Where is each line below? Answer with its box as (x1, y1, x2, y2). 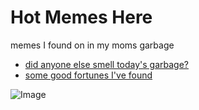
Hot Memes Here (10, 6, 153, 29)
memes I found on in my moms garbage (10, 39, 175, 51)
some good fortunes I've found (24, 69, 153, 81)
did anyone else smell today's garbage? (24, 58, 190, 70)
